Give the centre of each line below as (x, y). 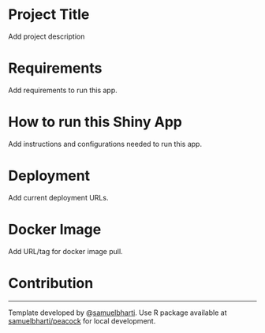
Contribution (51, 283)
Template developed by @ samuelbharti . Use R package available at (118, 312)
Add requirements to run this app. (63, 90)
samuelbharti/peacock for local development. (82, 320)
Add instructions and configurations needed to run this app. (105, 144)
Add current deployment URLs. (58, 197)
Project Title (49, 15)
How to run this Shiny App (95, 122)
